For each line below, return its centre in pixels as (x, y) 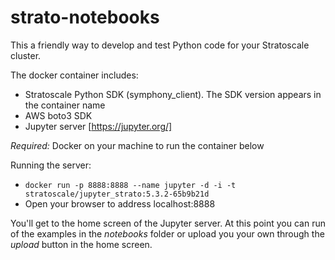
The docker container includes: (74, 75)
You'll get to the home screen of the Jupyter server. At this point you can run (168, 223)
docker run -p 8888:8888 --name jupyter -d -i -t (130, 185)
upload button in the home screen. (81, 244)
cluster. (26, 55)
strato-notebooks (85, 17)
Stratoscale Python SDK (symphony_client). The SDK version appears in (173, 94)
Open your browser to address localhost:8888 (120, 203)
